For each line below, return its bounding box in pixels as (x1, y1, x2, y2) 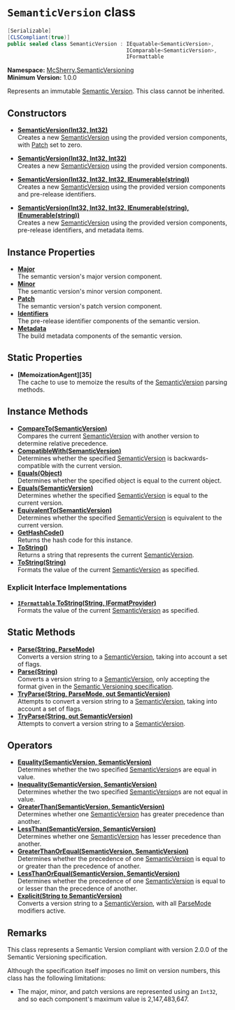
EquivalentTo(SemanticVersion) (17, 506, 112, 514)
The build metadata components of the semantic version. (17, 332, 183, 340)
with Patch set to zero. (17, 141, 83, 149)
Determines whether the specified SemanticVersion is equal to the (17, 491, 208, 499)
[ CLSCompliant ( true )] (7, 34, 71, 41)
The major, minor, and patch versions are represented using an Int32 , (17, 988, 218, 996)
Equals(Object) (17, 469, 63, 477)
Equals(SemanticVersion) (17, 483, 94, 492)
